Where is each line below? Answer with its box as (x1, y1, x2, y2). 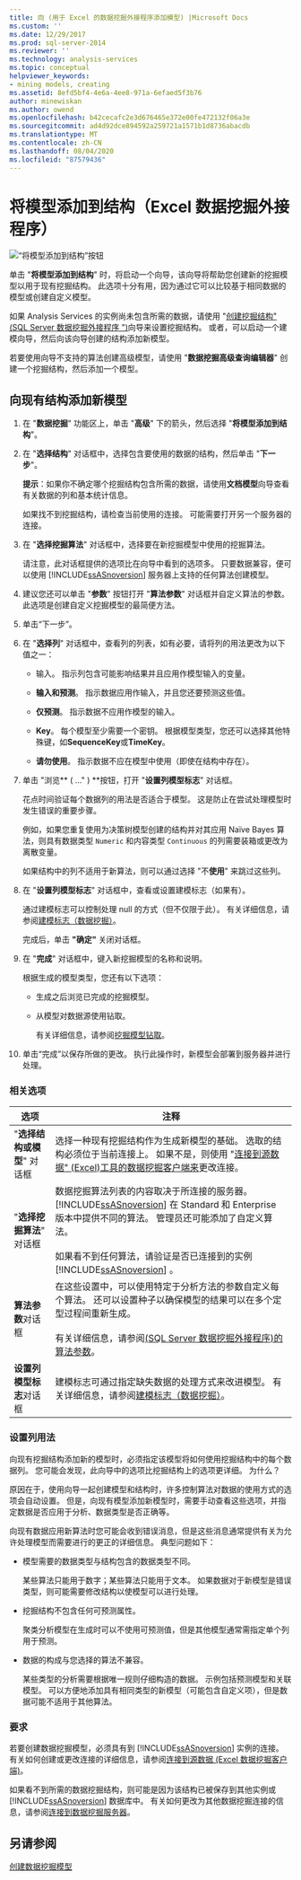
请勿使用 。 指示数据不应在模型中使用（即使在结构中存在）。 (35, 756, 254, 767)
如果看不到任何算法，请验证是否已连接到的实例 (55, 1250, 253, 1262)
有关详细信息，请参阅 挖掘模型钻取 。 (35, 1030, 170, 1041)
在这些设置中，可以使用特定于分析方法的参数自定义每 (55, 1280, 279, 1293)
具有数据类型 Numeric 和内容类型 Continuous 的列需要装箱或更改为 (46, 836, 288, 847)
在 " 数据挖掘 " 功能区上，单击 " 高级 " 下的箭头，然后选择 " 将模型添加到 (21, 418, 280, 429)
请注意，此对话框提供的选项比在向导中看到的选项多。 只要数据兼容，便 (21, 558, 284, 569)
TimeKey (128, 737, 163, 748)
